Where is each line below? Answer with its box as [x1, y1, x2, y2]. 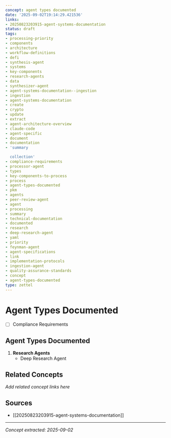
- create [5, 103, 24, 108]
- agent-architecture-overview [5, 121, 72, 127]
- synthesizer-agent [5, 83, 49, 88]
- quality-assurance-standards [5, 269, 72, 274]
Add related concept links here [5, 384, 70, 390]
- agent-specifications [5, 249, 56, 254]
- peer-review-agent [5, 197, 49, 202]
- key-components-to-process [5, 173, 67, 179]
